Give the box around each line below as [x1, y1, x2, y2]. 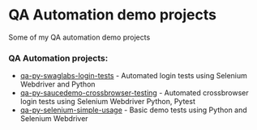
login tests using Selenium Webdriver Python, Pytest [19, 97, 196, 107]
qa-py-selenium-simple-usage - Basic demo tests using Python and [19, 105, 247, 115]
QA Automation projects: [8, 52, 109, 64]
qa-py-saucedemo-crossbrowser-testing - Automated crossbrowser [19, 88, 249, 98]
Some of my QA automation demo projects [8, 32, 151, 42]
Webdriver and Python [19, 79, 96, 90]
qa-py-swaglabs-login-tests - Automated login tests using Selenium [19, 71, 247, 81]
